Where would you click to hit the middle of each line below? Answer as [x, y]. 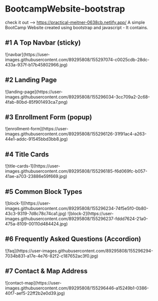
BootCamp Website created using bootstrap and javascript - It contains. [77, 27]
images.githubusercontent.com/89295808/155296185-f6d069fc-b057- [76, 171]
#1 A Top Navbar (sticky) [43, 43]
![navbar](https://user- [27, 54]
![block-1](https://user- [28, 203]
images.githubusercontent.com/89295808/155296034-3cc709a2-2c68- [78, 97]
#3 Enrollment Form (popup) [48, 117]
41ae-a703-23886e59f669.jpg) [36, 176]
